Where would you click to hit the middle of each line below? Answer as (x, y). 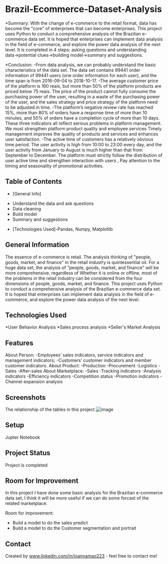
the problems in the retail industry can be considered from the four (74, 278)
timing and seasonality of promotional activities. (54, 166)
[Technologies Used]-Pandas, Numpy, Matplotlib (63, 229)
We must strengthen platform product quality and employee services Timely (83, 128)
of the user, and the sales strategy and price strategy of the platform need (81, 102)
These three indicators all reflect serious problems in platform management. (83, 123)
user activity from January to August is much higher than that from (74, 150)
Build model (25, 214)
